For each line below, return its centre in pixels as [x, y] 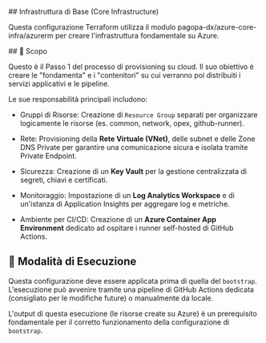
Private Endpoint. [48, 156]
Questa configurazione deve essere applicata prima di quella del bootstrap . [133, 280]
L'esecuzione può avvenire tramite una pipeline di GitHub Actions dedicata [131, 289]
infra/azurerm [31, 36]
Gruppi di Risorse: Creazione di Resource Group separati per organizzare [139, 115]
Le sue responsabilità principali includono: [78, 99]
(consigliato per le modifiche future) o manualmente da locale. [111, 298]
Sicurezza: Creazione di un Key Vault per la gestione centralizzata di [133, 171]
